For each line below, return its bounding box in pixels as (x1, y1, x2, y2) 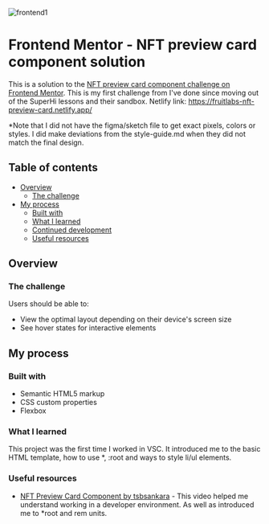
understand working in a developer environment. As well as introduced (19, 499, 255, 510)
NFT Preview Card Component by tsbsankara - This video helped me (19, 491, 249, 501)
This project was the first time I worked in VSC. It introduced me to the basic (8, 444, 261, 454)
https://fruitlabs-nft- (188, 96, 255, 106)
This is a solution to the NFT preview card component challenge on (8, 79, 230, 88)
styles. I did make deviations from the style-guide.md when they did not (8, 129, 247, 138)
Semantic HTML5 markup (19, 389, 105, 399)
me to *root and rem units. (19, 508, 108, 518)
